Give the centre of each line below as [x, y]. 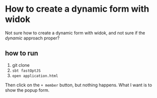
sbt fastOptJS [26, 71]
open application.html [35, 76]
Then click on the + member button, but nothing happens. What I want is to [78, 85]
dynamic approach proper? [32, 38]
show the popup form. [27, 90]
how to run [22, 53]
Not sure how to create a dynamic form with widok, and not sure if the [75, 33]
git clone [21, 65]
